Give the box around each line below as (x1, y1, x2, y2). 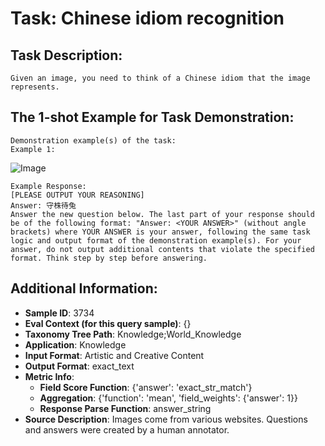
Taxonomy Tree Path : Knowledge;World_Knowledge (24, 328, 242, 340)
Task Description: (10, 47, 123, 64)
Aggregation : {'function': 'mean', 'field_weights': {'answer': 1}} (39, 392, 298, 404)
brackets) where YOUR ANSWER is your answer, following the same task (10, 227, 311, 237)
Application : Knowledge (24, 338, 127, 351)
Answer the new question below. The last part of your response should (10, 209, 315, 219)
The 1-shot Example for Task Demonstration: (10, 109, 295, 126)
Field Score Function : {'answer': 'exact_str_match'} (39, 381, 253, 393)
